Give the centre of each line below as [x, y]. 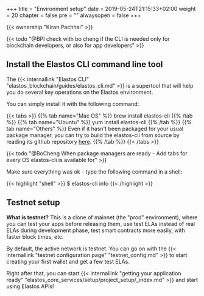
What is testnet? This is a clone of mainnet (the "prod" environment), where [102, 217]
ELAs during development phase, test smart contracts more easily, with [96, 230]
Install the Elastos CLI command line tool [85, 64]
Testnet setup [33, 203]
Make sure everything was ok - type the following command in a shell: [94, 171]
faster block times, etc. [35, 236]
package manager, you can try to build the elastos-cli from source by [93, 135]
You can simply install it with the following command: [73, 104]
